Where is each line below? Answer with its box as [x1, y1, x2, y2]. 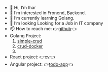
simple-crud [17, 38, 42, 44]
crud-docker [17, 43, 43, 49]
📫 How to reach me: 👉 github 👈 [9, 26, 77, 31]
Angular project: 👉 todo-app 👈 [9, 61, 73, 67]
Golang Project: [9, 33, 42, 39]
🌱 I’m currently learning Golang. [9, 15, 74, 21]
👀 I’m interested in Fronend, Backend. [9, 10, 86, 16]
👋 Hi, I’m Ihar [9, 5, 36, 10]
